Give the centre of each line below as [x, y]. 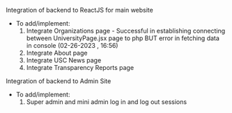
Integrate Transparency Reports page [80, 68]
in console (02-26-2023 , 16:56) [72, 45]
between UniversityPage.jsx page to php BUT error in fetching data [123, 38]
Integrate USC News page [64, 60]
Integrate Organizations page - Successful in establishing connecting [126, 31]
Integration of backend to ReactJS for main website [79, 10]
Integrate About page [57, 53]
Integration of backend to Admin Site [59, 81]
